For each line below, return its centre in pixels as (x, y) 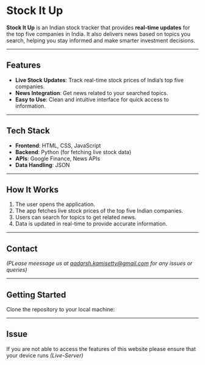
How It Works (33, 190)
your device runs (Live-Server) (45, 355)
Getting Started (36, 295)
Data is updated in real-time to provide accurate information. (91, 224)
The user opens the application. (55, 204)
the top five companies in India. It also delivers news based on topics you (99, 34)
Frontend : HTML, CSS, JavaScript (58, 145)
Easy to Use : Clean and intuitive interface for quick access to (92, 99)
